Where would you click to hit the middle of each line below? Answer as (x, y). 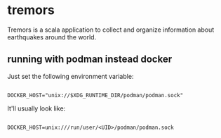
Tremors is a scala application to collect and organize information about (111, 30)
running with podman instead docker (90, 59)
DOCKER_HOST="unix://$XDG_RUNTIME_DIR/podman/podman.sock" (95, 95)
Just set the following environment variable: (71, 76)
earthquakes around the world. (52, 37)
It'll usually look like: (36, 108)
